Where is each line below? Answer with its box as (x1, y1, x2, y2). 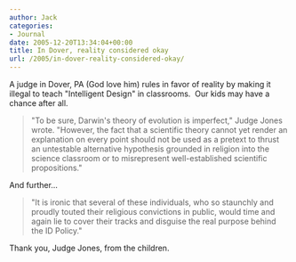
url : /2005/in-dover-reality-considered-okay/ (9, 54, 185, 63)
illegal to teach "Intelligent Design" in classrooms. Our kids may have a (9, 88, 270, 99)
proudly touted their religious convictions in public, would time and (30, 207, 276, 217)
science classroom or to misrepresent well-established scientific (30, 153, 268, 163)
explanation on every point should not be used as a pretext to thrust (30, 135, 280, 144)
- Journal (9, 29, 46, 38)
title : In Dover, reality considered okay (9, 46, 169, 55)
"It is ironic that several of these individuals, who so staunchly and (30, 197, 274, 208)
